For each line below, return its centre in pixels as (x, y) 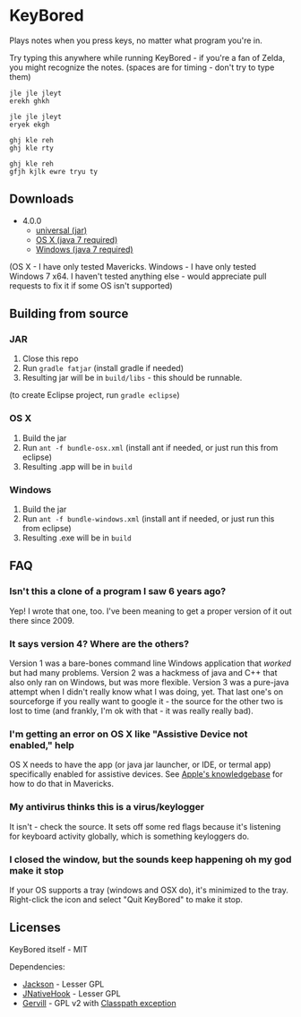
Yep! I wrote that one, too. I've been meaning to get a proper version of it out (151, 611)
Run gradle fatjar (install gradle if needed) (103, 368)
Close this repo (50, 358)
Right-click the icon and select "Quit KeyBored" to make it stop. (126, 899)
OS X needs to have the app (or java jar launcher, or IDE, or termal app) (140, 765)
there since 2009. (42, 620)
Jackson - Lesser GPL (63, 984)
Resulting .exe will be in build (77, 538)
